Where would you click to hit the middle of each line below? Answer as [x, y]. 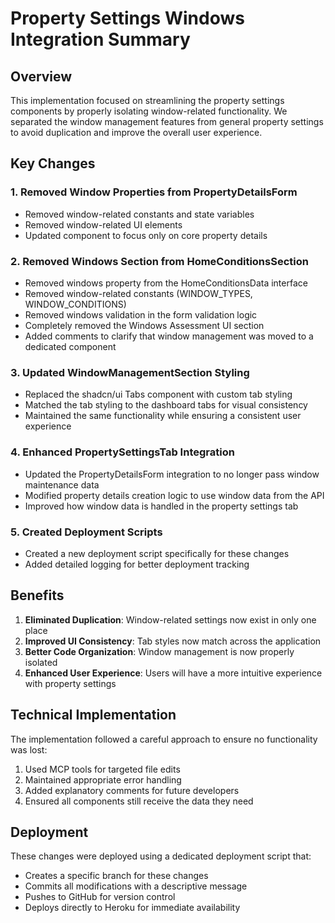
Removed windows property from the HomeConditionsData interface [166, 283]
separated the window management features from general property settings [167, 121]
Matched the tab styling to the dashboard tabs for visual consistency [166, 405]
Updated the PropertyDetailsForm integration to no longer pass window [172, 474]
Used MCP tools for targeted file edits [102, 769]
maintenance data [62, 484]
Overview [41, 76]
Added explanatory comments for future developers [132, 790]
